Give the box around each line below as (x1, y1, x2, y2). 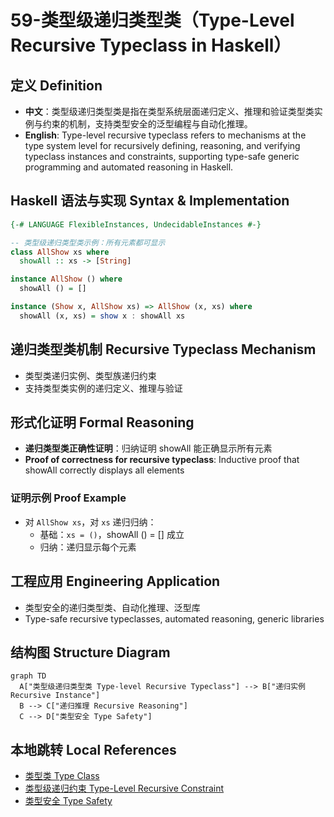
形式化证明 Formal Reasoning (10, 414, 195, 431)
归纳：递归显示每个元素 (39, 541, 137, 553)
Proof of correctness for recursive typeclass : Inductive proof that (24, 454, 300, 466)
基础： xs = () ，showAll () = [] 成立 (39, 528, 185, 540)
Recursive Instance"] (10, 691, 101, 701)
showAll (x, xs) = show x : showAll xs (19, 311, 186, 321)
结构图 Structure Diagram (10, 644, 171, 661)
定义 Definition (10, 77, 103, 94)
